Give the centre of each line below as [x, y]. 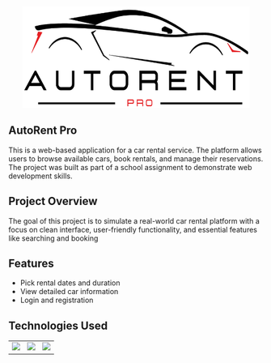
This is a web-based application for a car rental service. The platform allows [135, 150]
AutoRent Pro [43, 131]
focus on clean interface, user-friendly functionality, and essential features [133, 229]
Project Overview [53, 201]
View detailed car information [69, 292]
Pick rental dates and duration [70, 283]
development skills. [40, 176]
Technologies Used [58, 325]
